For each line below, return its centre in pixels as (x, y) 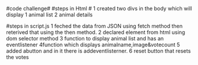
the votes (17, 57)
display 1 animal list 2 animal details (49, 15)
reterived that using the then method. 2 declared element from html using (96, 32)
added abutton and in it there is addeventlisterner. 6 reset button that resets (98, 51)
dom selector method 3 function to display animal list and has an (85, 38)
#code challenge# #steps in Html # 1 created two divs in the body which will (99, 8)
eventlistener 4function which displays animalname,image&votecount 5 (93, 45)
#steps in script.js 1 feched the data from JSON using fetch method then (94, 26)
